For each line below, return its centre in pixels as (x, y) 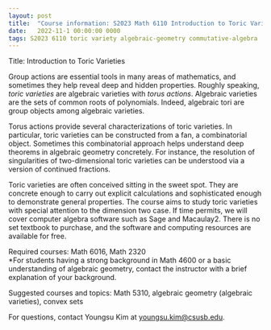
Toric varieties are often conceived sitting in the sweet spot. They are (123, 185)
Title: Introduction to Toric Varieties (67, 61)
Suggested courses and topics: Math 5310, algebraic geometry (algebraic (130, 293)
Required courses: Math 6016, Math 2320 (77, 252)
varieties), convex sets (46, 302)
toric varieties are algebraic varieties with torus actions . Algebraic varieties (133, 94)
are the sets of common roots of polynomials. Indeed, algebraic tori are (126, 102)
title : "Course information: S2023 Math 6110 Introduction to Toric (128, 23)
